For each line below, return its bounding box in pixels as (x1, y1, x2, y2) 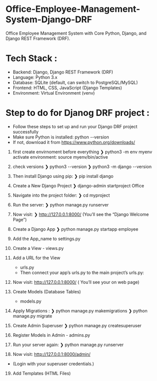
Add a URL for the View (12, 255, 61, 261)
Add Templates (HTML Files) (12, 370, 71, 376)
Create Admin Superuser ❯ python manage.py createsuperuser (12, 322, 142, 328)
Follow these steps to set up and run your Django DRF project (12, 123, 138, 129)
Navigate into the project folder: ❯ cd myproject (12, 192, 110, 198)
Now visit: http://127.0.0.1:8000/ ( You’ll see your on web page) (12, 279, 140, 285)
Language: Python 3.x (12, 74, 58, 80)
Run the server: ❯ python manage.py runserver (12, 202, 109, 208)
